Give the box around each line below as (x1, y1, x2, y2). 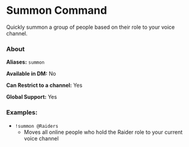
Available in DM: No (6, 70, 56, 77)
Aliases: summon (6, 58, 45, 66)
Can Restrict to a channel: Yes (6, 82, 83, 89)
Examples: (6, 109, 38, 117)
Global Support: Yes (6, 94, 57, 101)
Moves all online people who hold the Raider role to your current (23, 128, 183, 136)
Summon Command (6, 4, 107, 17)
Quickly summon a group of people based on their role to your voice (6, 23, 175, 31)
